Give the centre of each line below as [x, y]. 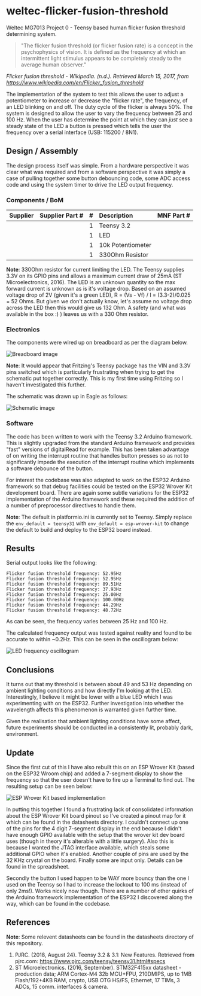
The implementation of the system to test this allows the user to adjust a [95, 94]
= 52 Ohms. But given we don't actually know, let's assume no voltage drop [99, 301]
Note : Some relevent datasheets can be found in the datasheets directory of [100, 937]
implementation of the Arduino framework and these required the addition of [100, 499]
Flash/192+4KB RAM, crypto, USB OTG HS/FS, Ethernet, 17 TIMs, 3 [98, 980]
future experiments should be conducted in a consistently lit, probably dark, [100, 727]
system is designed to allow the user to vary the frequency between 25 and [99, 113]
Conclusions [30, 670]
